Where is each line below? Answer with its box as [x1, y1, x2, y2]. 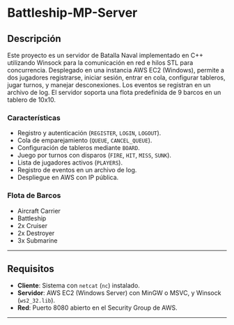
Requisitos [7, 263, 54, 275]
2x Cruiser [17, 221, 47, 229]
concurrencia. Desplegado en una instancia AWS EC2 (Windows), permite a [7, 66, 225, 74]
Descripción [7, 33, 61, 45]
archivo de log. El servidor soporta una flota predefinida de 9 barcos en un [7, 89, 221, 96]
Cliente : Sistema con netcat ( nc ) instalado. [17, 281, 141, 290]
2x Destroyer [17, 229, 55, 237]
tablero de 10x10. [7, 96, 56, 104]
